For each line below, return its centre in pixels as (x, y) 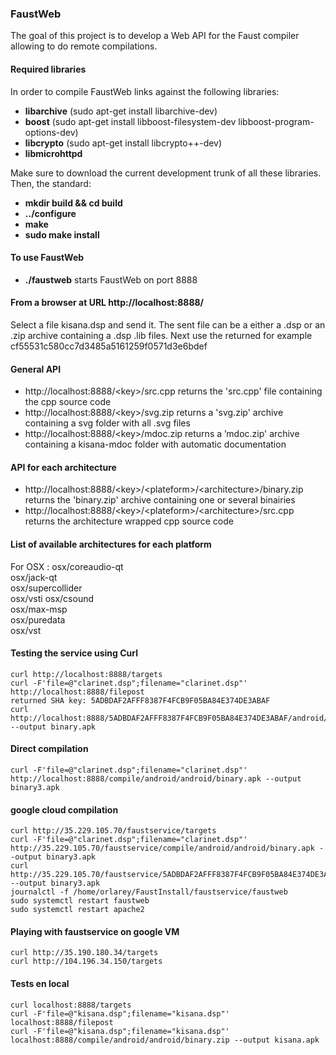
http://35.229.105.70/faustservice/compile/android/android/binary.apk (162, 848)
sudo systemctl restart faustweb (80, 901)
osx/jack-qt (34, 577)
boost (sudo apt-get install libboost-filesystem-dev (130, 121)
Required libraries (48, 69)
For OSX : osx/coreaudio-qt (67, 566)
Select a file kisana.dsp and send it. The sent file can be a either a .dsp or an (168, 324)
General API (36, 369)
